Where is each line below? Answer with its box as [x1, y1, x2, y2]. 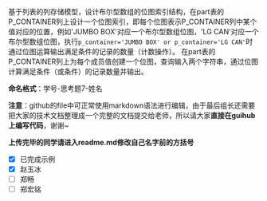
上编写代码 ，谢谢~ [8, 120, 69, 130]
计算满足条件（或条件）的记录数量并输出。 [8, 67, 148, 76]
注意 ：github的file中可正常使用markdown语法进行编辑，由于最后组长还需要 [8, 100, 256, 110]
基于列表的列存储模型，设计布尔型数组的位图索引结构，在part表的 [8, 7, 225, 16]
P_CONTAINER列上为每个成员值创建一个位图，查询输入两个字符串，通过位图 [8, 57, 259, 66]
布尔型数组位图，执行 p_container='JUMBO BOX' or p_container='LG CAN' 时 [8, 37, 253, 46]
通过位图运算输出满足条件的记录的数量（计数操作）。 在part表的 [8, 47, 216, 56]
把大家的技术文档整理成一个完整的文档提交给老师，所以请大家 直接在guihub [8, 111, 256, 120]
